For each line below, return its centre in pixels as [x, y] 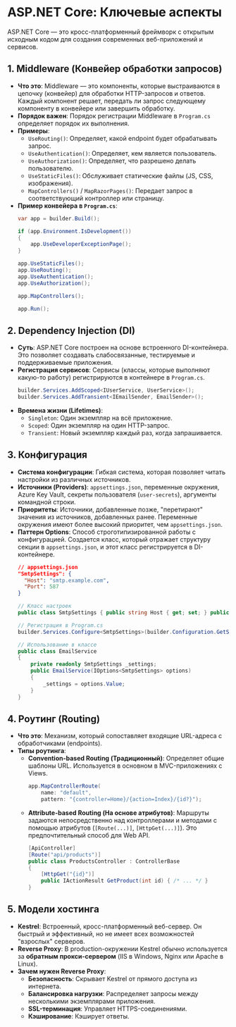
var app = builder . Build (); [58, 218]
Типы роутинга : [42, 751]
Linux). [27, 964]
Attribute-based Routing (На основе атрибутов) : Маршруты [119, 813]
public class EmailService [57, 651]
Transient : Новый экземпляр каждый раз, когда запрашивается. [125, 432]
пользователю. [51, 168]
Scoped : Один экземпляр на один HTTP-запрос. [99, 425]
